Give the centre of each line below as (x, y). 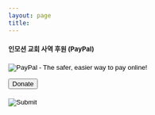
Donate (23, 84)
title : (19, 23)
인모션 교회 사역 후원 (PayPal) (51, 49)
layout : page (30, 15)
